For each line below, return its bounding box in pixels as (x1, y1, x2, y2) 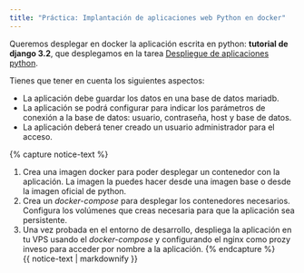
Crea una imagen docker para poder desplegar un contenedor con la (22, 166, 280, 177)
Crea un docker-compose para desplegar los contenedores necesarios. (22, 195, 290, 206)
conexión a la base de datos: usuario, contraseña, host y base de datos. (22, 112, 292, 122)
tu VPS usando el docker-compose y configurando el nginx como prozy (22, 233, 291, 245)
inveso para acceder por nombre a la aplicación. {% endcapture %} (22, 243, 276, 254)
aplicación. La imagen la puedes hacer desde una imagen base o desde (22, 176, 291, 187)
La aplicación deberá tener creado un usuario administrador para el (22, 122, 275, 132)
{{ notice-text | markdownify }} (22, 253, 138, 264)
